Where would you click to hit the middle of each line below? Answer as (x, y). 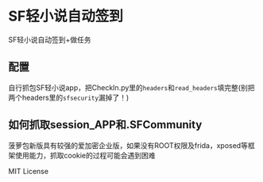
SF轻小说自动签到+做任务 (50, 40)
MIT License (29, 171)
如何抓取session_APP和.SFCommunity (105, 125)
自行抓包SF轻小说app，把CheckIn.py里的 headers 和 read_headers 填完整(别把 (131, 87)
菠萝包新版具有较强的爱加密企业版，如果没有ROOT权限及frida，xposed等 (128, 145)
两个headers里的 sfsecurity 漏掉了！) (69, 97)
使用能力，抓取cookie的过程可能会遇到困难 (85, 155)
